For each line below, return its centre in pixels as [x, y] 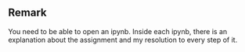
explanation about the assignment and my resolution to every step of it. [123, 40]
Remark [27, 13]
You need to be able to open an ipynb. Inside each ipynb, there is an [118, 31]
